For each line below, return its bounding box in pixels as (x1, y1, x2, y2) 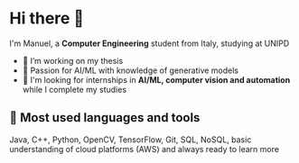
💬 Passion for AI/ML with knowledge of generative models (22, 65, 239, 76)
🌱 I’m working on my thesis (22, 55, 124, 66)
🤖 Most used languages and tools (9, 110, 201, 125)
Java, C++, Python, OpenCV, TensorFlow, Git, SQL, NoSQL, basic (9, 134, 252, 145)
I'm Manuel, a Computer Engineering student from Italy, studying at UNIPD (9, 38, 290, 49)
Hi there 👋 (9, 8, 84, 29)
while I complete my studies (22, 84, 127, 95)
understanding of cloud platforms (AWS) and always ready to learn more (9, 143, 280, 154)
